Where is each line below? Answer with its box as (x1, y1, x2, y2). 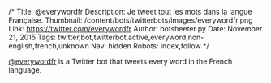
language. (8, 65, 42, 75)
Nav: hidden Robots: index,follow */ (90, 41, 209, 51)
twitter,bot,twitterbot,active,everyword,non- (58, 32, 204, 42)
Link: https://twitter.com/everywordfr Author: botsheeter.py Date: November (8, 24, 263, 33)
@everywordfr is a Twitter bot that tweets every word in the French (8, 56, 233, 66)
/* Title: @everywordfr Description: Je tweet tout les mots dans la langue (8, 7, 252, 16)
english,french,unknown (8, 41, 89, 51)
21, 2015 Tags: (8, 32, 57, 42)
